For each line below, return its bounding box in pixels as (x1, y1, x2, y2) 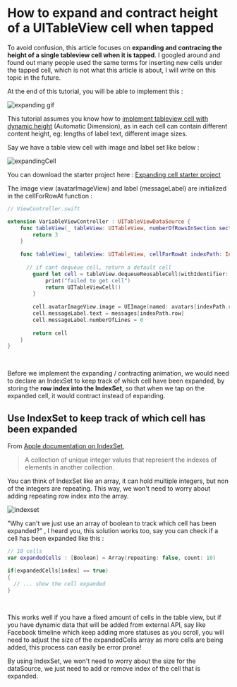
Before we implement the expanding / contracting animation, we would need (7, 369, 229, 378)
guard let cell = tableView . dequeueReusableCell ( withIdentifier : (32, 270, 229, 277)
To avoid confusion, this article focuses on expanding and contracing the (7, 43, 222, 52)
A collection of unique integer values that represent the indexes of (24, 455, 217, 464)
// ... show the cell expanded (13, 580, 106, 587)
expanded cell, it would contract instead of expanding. (7, 392, 166, 400)
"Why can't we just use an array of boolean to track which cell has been (7, 519, 217, 527)
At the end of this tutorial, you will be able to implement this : (7, 87, 183, 95)
